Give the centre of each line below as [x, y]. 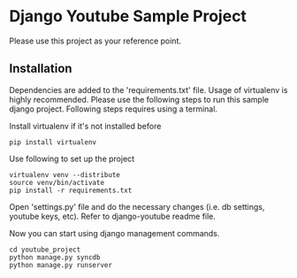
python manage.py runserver [61, 265]
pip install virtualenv [53, 142]
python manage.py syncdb [55, 257]
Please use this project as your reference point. [95, 41]
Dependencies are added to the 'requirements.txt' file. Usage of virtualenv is [148, 89]
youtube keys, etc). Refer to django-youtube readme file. [113, 216]
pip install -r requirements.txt [71, 190]
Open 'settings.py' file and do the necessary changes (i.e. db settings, [137, 206]
